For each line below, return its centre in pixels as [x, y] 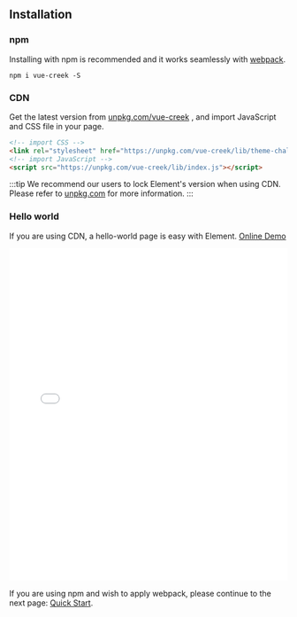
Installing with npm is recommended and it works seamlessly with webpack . [148, 59]
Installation [41, 15]
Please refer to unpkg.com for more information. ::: [102, 193]
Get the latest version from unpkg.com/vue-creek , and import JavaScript [143, 117]
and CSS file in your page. [57, 126]
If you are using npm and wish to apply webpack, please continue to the [140, 593]
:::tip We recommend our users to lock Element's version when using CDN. [145, 184]
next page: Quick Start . [51, 603]
